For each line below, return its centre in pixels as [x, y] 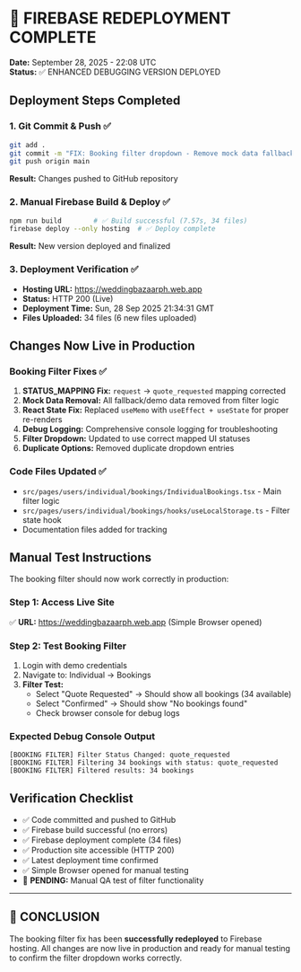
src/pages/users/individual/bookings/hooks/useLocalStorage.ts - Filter [156, 510]
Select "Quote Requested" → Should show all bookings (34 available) [163, 694]
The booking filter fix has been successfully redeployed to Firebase [136, 939]
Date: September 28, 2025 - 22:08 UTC [83, 62]
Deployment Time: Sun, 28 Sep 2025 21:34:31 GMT [118, 308]
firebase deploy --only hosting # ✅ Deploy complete [113, 229]
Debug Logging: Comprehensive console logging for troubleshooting [150, 429]
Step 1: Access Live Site [62, 603]
